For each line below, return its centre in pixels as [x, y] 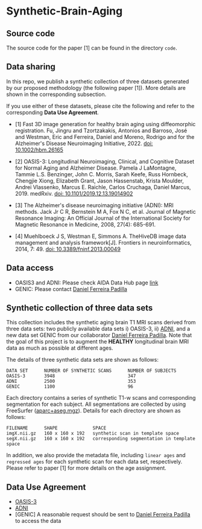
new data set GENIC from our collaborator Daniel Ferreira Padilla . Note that [99, 335]
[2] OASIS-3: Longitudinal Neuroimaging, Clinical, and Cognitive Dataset [105, 161]
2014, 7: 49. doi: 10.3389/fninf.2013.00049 [68, 249]
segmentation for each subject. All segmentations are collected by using [96, 404]
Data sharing [31, 67]
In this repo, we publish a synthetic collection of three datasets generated [98, 81]
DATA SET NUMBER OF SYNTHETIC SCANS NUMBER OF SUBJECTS [91, 371]
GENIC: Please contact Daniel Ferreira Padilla [71, 289]
